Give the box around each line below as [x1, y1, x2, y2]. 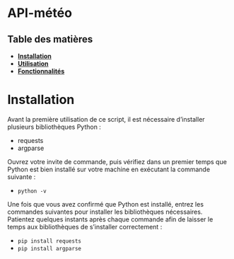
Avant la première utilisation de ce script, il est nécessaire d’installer [7, 115, 205, 123]
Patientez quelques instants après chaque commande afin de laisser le [7, 214, 213, 224]
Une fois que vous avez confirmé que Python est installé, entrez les [7, 200, 204, 208]
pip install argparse [17, 245, 81, 252]
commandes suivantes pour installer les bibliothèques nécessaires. [7, 207, 203, 216]
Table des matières [7, 33, 93, 45]
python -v [17, 188, 47, 195]
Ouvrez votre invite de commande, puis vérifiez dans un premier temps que [7, 157, 228, 166]
